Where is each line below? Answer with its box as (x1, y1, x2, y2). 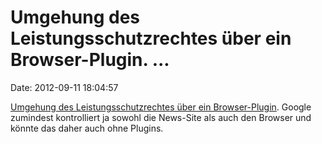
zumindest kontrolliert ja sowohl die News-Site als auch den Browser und (10, 111, 312, 123)
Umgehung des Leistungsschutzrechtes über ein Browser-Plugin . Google (10, 101, 312, 113)
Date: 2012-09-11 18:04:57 (10, 81, 119, 93)
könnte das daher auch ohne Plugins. (10, 122, 164, 134)
